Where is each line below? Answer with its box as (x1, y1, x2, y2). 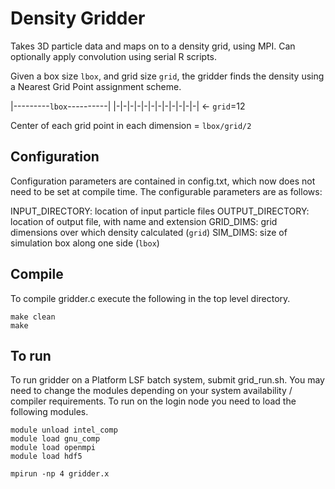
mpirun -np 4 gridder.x (10, 469, 110, 479)
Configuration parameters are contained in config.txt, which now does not (10, 175, 316, 187)
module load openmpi (10, 443, 97, 453)
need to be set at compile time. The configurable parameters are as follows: (10, 185, 323, 197)
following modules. (10, 406, 89, 418)
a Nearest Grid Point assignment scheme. (10, 80, 182, 92)
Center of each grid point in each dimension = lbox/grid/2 (10, 119, 252, 131)
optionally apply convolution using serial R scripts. (10, 50, 218, 62)
